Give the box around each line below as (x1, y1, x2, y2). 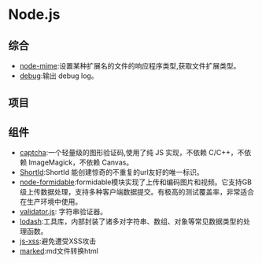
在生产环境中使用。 (19, 197, 83, 206)
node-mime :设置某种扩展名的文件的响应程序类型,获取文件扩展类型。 (19, 61, 241, 70)
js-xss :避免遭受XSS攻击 (19, 236, 97, 246)
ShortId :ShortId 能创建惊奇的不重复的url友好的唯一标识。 (19, 168, 205, 177)
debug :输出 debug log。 (19, 71, 98, 80)
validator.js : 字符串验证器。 (19, 207, 108, 217)
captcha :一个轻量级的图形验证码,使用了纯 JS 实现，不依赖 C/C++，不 (19, 148, 245, 157)
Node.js (8, 6, 61, 24)
